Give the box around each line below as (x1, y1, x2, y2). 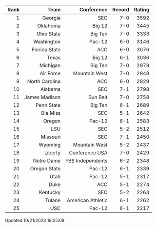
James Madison (24, 94, 61, 101)
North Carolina (27, 78, 61, 84)
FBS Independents (65, 157, 108, 164)
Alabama (40, 86, 61, 92)
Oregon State (30, 166, 61, 172)
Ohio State (36, 30, 61, 37)
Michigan (39, 62, 61, 69)
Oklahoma (37, 22, 61, 29)
